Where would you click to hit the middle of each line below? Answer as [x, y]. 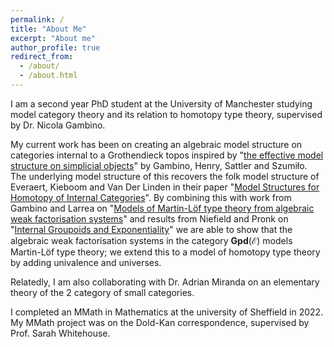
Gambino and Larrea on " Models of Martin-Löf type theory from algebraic [162, 208]
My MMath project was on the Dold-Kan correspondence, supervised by [160, 322]
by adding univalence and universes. [86, 262]
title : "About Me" [48, 29]
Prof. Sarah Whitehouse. [60, 333]
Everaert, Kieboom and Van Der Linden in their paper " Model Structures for [165, 187]
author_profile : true [55, 47]
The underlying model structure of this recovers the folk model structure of [165, 176]
